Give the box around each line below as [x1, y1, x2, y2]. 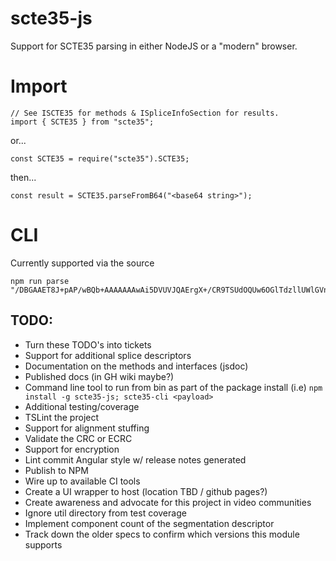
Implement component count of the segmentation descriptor [24, 517, 275, 529]
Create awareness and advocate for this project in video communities [24, 496, 312, 508]
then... [10, 171, 37, 183]
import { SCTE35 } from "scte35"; [10, 117, 155, 127]
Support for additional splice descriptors [24, 349, 192, 361]
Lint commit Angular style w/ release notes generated [24, 453, 247, 466]
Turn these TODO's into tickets [24, 338, 152, 351]
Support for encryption [24, 443, 120, 455]
